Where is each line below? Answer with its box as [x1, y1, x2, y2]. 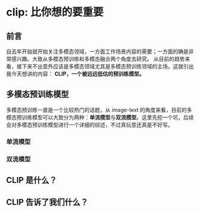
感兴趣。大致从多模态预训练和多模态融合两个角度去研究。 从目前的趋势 [11, 55, 185, 63]
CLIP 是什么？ [6, 175, 57, 185]
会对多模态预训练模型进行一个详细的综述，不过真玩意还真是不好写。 [6, 121, 173, 128]
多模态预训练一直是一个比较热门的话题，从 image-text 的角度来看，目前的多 [6, 106, 192, 113]
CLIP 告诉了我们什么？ [6, 197, 88, 207]
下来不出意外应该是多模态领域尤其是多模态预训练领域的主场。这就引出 [21, 63, 194, 70]
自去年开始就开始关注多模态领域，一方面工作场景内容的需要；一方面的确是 [6, 48, 189, 55]
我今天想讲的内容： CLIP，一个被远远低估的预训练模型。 [6, 70, 145, 77]
